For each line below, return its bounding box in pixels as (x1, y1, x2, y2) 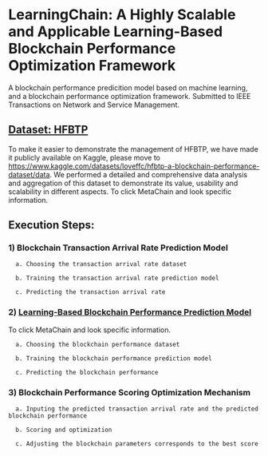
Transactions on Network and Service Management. (8, 100, 179, 109)
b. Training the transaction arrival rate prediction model (15, 274, 219, 283)
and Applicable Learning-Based (8, 22, 223, 41)
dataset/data (8, 169, 50, 179)
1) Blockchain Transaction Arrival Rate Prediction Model (8, 242, 229, 253)
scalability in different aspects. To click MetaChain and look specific (8, 186, 232, 196)
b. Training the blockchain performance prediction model (15, 354, 213, 363)
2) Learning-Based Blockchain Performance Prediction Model (8, 307, 252, 318)
